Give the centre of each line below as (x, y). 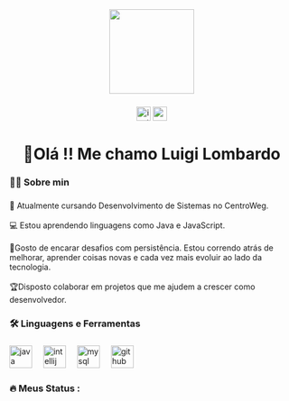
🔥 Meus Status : (45, 388)
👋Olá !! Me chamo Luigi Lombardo (152, 155)
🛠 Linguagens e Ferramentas (75, 324)
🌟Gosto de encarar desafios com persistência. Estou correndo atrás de (141, 248)
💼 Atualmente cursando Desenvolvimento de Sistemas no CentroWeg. (139, 205)
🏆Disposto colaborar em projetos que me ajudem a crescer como (132, 287)
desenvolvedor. (38, 299)
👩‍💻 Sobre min (39, 182)
